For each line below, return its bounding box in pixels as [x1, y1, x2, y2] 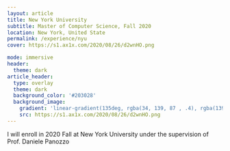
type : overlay [13, 79, 53, 86]
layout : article [7, 10, 53, 17]
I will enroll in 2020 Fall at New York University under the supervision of [7, 130, 209, 138]
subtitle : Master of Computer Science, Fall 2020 [7, 23, 152, 29]
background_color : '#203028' [13, 92, 97, 99]
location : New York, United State [7, 29, 106, 36]
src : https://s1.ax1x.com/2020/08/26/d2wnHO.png [19, 111, 161, 118]
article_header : [7, 73, 53, 80]
